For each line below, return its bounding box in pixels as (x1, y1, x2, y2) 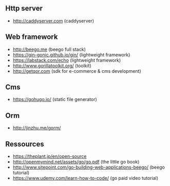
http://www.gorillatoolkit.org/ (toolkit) (12, 63, 91, 69)
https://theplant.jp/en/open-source (12, 153, 87, 159)
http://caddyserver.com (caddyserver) (12, 17, 95, 24)
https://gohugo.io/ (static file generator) (12, 96, 98, 102)
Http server (5, 4, 43, 13)
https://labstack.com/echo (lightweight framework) (12, 57, 121, 63)
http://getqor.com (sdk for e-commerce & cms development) (12, 68, 141, 74)
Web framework (5, 33, 58, 42)
